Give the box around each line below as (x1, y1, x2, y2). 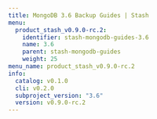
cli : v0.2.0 (15, 84, 55, 92)
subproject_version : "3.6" (15, 92, 104, 99)
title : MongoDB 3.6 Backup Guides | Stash (8, 11, 149, 20)
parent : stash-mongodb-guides (22, 48, 122, 56)
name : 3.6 (22, 41, 55, 49)
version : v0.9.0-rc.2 (15, 99, 86, 106)
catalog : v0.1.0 (15, 77, 68, 85)
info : (8, 70, 26, 78)
